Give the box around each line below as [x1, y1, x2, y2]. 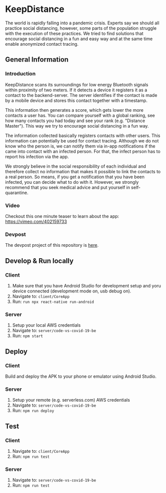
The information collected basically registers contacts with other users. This [5, 133, 161, 139]
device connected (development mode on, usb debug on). [12, 288, 131, 294]
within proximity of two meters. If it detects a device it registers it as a [5, 87, 147, 93]
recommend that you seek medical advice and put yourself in [5, 184, 130, 190]
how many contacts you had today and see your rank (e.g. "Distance [5, 118, 145, 124]
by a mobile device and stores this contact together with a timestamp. [5, 97, 148, 103]
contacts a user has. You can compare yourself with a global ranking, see [5, 112, 155, 118]
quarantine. [5, 190, 29, 196]
